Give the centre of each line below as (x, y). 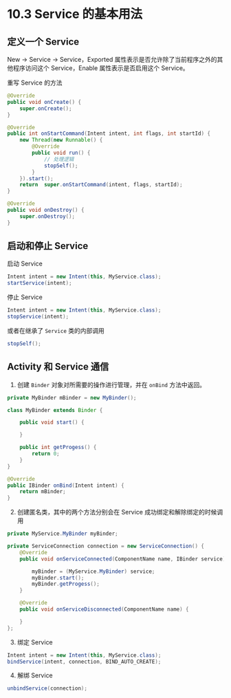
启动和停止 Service (48, 246)
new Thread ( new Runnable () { (61, 140)
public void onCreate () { (44, 102)
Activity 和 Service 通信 (58, 367)
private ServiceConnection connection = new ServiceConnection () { (106, 546)
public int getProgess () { (58, 448)
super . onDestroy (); (47, 216)
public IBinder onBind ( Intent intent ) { (66, 486)
